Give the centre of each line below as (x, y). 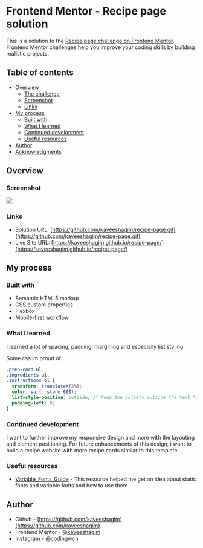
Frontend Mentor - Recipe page (86, 11)
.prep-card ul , (25, 369)
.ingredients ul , (28, 375)
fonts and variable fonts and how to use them (71, 486)
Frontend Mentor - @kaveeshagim (58, 532)
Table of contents (40, 73)
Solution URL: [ (34, 229)
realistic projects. (28, 53)
